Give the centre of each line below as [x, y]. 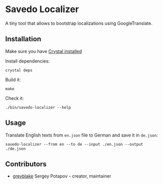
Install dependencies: [28, 61]
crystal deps [19, 70]
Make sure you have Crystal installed [44, 51]
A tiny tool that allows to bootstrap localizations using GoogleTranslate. [79, 23]
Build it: [13, 80]
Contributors [26, 164]
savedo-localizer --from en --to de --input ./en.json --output [74, 144]
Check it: [15, 98]
